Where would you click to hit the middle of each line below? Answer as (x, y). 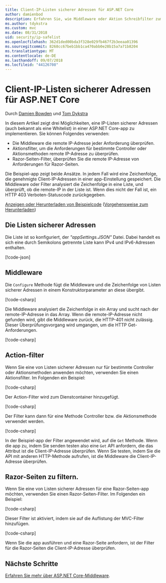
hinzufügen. (17, 524)
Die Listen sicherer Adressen (51, 225)
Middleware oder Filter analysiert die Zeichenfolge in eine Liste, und (74, 184)
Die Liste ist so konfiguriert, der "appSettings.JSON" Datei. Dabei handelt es (83, 237)
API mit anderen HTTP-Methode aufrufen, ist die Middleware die (71, 456)
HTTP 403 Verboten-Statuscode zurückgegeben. (55, 195)
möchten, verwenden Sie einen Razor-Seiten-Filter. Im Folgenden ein (75, 494)
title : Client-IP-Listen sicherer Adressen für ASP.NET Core (69, 10)
